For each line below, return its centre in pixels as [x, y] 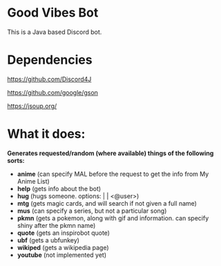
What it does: [46, 134]
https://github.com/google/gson [53, 92]
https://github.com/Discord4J [49, 79]
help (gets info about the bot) [59, 188]
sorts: [16, 160]
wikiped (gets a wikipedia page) [63, 247]
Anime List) [33, 181]
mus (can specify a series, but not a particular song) [92, 211]
